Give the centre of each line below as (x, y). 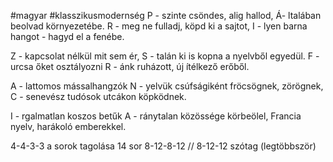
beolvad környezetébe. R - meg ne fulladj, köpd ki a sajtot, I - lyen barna (159, 26)
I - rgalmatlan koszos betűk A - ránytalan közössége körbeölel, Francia (156, 116)
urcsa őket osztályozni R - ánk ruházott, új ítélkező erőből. (130, 66)
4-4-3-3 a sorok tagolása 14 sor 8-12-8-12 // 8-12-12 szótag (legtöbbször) (163, 146)
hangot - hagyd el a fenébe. (67, 36)
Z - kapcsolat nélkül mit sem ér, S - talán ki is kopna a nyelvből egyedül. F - (165, 56)
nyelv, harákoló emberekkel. (68, 126)
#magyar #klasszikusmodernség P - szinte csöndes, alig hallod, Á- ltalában (166, 15)
